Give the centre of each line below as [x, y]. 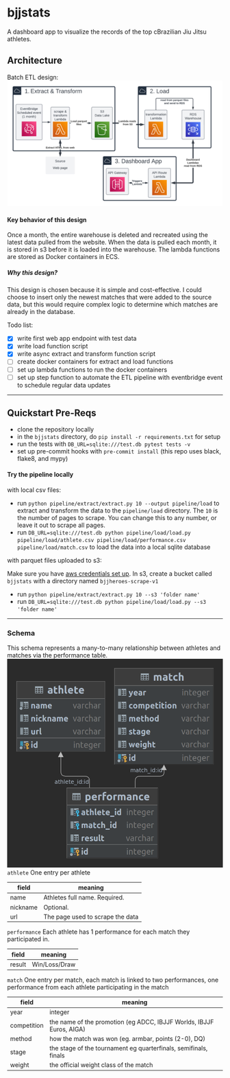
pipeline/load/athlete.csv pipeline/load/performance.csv [101, 540]
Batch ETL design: [33, 77]
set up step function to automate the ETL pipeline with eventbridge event [120, 377]
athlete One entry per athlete [49, 872]
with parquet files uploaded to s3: [54, 560]
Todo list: [20, 325]
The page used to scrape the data [91, 917]
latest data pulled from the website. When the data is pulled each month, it [112, 243]
